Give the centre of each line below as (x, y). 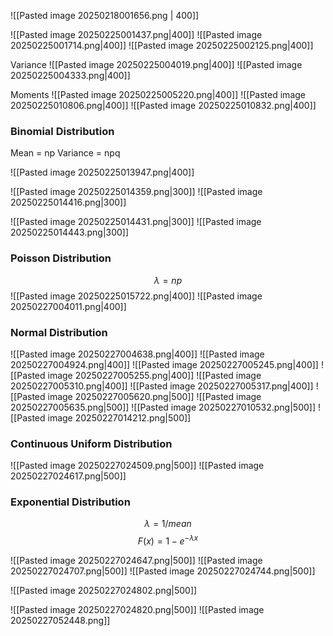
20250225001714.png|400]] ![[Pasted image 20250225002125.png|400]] (162, 45)
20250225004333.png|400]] (70, 75)
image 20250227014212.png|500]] (119, 417)
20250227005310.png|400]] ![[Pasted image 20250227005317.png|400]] (162, 386)
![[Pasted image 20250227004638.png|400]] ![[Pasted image (137, 354)
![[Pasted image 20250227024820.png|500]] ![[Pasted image (137, 610)
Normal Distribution (59, 332)
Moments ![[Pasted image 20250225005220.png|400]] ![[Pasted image (158, 94)
